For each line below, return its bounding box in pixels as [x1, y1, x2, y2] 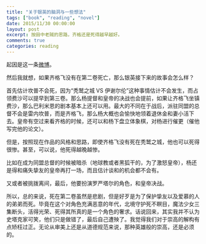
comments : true [6, 37, 45, 44]
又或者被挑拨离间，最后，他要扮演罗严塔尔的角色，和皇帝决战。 [6, 179, 167, 187]
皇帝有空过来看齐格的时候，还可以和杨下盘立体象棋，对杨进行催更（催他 [17, 117, 200, 124]
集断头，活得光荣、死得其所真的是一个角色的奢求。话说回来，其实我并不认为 [6, 208, 200, 215]
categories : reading [6, 44, 59, 50]
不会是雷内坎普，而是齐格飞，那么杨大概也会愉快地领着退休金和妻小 [11, 110, 184, 117]
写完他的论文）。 [6, 125, 47, 132]
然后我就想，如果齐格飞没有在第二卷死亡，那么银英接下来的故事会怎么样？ [6, 74, 194, 81]
